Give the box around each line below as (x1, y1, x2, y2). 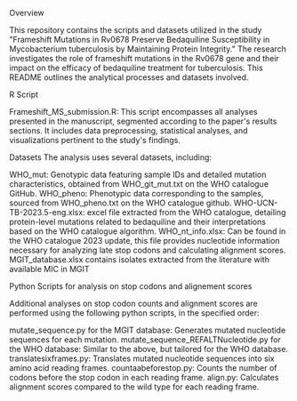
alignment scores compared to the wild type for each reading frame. (9, 381, 260, 392)
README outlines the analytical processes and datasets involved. (9, 72, 249, 83)
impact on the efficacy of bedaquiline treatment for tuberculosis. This (9, 62, 264, 73)
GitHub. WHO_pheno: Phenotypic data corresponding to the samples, (9, 188, 264, 198)
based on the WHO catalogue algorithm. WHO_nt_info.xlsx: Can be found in (9, 226, 286, 237)
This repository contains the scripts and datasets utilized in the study (9, 25, 262, 35)
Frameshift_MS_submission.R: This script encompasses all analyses (9, 107, 258, 116)
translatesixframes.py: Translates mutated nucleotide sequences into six (9, 353, 275, 364)
